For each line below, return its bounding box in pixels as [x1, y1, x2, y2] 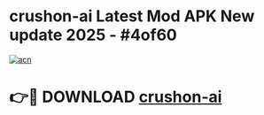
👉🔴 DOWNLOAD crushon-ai [9, 87, 222, 107]
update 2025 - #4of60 [9, 25, 177, 45]
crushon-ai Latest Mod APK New [9, 6, 255, 27]
